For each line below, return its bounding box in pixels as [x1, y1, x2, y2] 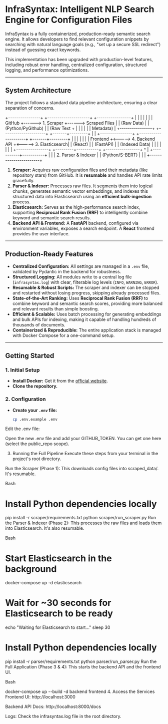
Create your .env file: [12, 407, 57, 413]
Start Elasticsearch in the [5, 552, 112, 564]
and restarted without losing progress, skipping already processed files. [12, 289, 161, 296]
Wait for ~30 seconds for [5, 597, 111, 609]
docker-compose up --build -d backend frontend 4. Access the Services [5, 688, 155, 694]
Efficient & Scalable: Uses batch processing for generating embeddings [12, 311, 161, 317]
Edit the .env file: [5, 426, 40, 432]
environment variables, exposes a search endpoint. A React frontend [12, 225, 155, 231]
